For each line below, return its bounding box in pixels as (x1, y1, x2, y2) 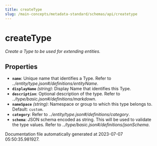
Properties (5, 63, 38, 71)
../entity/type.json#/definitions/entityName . (12, 81, 98, 86)
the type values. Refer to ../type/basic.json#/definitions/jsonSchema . (12, 122, 150, 128)
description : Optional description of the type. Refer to (12, 91, 120, 97)
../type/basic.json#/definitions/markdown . (12, 96, 96, 102)
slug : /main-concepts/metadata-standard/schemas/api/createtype (5, 12, 138, 16)
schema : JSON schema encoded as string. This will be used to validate (12, 117, 152, 123)
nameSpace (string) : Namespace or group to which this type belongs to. (12, 101, 153, 107)
